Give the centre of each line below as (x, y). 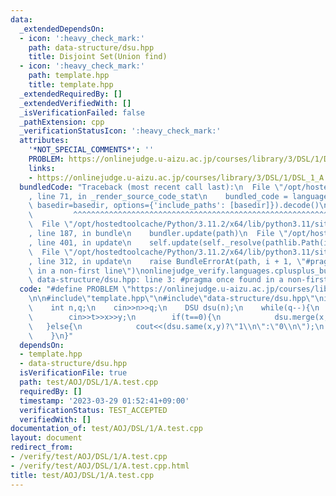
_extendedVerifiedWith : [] (75, 103)
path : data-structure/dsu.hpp (91, 47)
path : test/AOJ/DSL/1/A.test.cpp (89, 382)
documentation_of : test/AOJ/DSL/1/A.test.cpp (106, 429)
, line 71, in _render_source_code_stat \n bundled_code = (158, 196)
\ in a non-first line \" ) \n (86, 271)
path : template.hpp (69, 76)
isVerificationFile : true (73, 373)
